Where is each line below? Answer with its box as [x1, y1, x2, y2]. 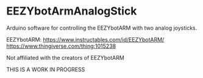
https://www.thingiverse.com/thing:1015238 [6, 42, 116, 50]
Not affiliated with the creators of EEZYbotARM [6, 54, 125, 61]
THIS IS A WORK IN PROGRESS [6, 65, 85, 73]
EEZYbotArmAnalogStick [6, 4, 137, 18]
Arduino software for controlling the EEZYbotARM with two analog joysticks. [6, 24, 198, 31]
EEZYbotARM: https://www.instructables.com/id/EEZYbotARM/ [6, 36, 165, 43]
